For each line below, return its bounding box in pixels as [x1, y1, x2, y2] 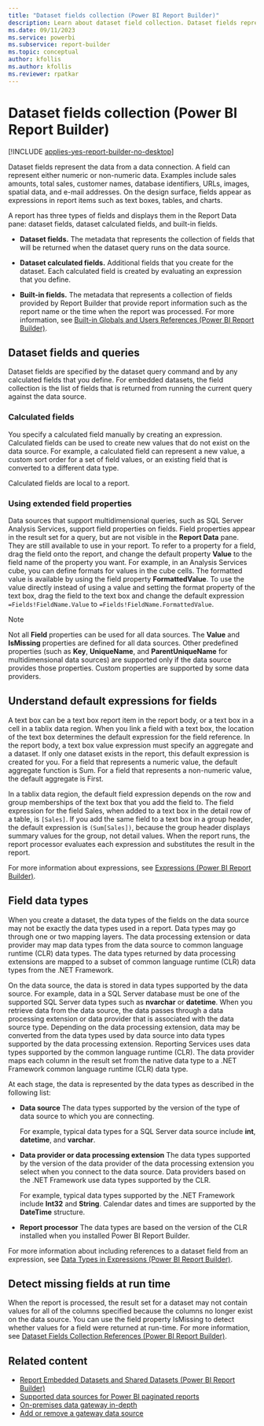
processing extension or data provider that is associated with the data [8, 1014, 234, 1023]
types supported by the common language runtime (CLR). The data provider [8, 1047, 255, 1057]
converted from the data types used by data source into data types [8, 1030, 225, 1040]
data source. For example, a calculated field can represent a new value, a [8, 446, 245, 456]
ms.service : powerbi [8, 33, 76, 42]
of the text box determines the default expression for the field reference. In [8, 732, 251, 741]
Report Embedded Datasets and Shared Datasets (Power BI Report [19, 1375, 236, 1385]
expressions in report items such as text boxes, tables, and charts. [8, 195, 223, 205]
